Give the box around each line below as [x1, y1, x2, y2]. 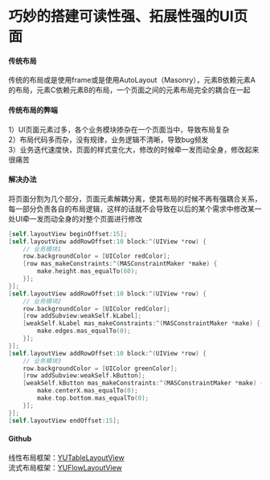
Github [8, 434, 32, 444]
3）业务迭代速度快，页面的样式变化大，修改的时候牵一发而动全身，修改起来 [8, 144, 260, 154]
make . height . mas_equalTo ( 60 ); [37, 267, 138, 275]
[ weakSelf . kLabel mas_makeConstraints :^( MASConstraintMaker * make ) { [22, 319, 261, 327]
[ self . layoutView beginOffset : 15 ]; [8, 230, 128, 238]
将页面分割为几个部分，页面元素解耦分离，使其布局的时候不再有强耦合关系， [8, 193, 262, 203]
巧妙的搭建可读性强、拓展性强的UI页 [8, 7, 248, 26]
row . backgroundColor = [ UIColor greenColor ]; [22, 364, 178, 372]
